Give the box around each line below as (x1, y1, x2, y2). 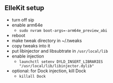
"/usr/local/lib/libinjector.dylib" (19, 63, 94, 68)
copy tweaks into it (11, 42, 50, 48)
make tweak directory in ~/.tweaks (11, 38, 82, 43)
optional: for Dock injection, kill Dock (11, 68, 86, 74)
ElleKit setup (4, 4, 45, 12)
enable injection (11, 53, 45, 59)
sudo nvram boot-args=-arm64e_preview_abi (19, 28, 108, 33)
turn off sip (11, 17, 34, 22)
